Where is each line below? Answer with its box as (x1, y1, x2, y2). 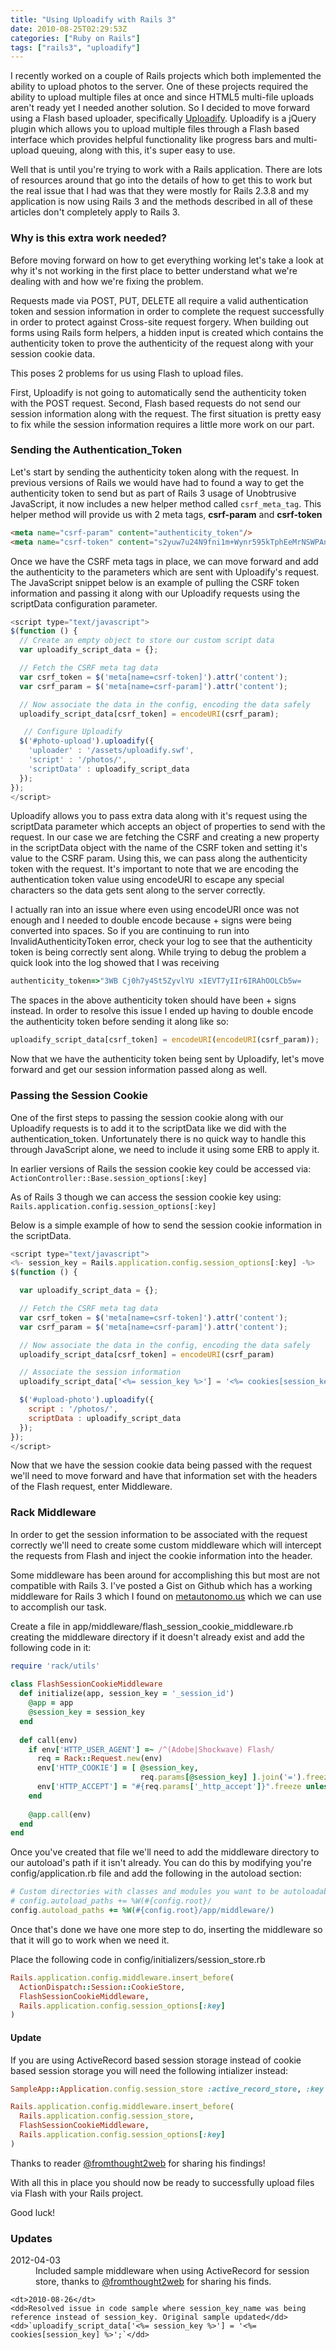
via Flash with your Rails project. (10, 2187, 144, 2199)
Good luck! (10, 2206, 56, 2218)
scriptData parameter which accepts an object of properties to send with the (10, 821, 326, 833)
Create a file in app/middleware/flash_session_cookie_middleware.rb (10, 1620, 293, 1632)
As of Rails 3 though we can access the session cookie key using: (10, 1191, 282, 1203)
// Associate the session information (19, 1367, 182, 1378)
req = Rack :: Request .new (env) (36, 1754, 163, 1764)
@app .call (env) (28, 1809, 92, 1820)
